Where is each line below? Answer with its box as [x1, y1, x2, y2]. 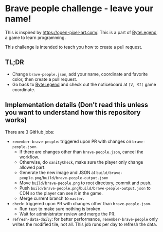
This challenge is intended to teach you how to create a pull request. [5, 44, 143, 50]
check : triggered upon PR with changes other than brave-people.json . [12, 200, 152, 206]
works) [5, 116, 27, 124]
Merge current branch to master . [19, 195, 84, 201]
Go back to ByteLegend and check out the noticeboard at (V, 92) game [12, 81, 157, 87]
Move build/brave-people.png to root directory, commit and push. [19, 180, 152, 186]
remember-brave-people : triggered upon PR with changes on [12, 138, 131, 144]
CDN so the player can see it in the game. [19, 190, 103, 196]
